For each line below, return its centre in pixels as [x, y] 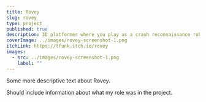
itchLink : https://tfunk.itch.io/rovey [57, 46]
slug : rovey [21, 18]
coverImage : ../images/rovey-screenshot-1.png [67, 40]
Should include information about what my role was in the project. [90, 92]
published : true [27, 29]
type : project [25, 23]
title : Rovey [23, 12]
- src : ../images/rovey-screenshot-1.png [66, 57]
